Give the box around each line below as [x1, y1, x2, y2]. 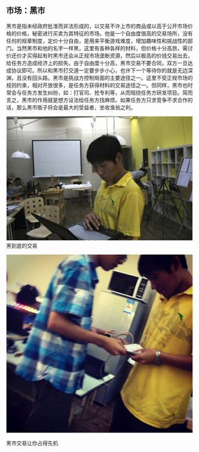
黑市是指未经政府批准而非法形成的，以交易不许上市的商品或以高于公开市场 [6, 22, 188, 30]
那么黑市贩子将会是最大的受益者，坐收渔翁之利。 [16, 104, 136, 111]
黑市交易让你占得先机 [6, 440, 58, 447]
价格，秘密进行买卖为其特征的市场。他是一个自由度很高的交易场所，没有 [16, 30, 193, 37]
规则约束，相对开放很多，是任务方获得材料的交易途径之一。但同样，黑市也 [6, 82, 188, 89]
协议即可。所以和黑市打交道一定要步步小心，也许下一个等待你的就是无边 [11, 67, 188, 74]
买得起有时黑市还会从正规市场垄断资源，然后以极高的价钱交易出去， [26, 52, 193, 59]
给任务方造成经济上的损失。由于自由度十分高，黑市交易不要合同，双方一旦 [6, 59, 188, 66]
